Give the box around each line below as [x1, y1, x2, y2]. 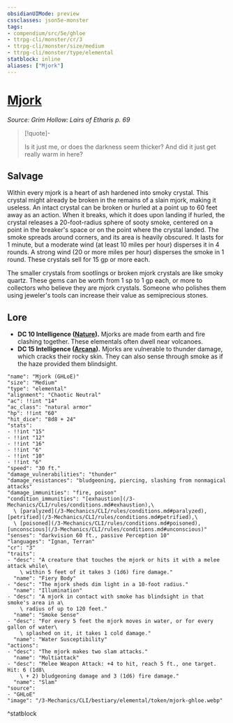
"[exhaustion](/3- [82, 495, 136, 503]
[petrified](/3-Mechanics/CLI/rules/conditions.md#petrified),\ [7, 514, 198, 521]
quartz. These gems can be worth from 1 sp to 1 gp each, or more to [7, 277, 203, 285]
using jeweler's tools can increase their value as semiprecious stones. [7, 291, 209, 300]
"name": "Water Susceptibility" [13, 636, 108, 643]
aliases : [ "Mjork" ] [7, 62, 64, 69]
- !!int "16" [7, 441, 45, 448]
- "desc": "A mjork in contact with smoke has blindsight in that [7, 593, 204, 601]
